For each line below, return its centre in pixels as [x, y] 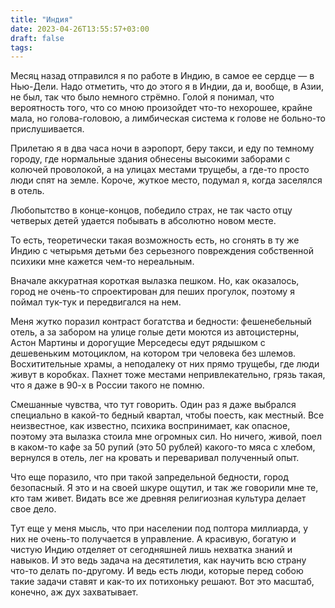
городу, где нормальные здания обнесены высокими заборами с [150, 159]
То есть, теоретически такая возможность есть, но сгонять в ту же [155, 240]
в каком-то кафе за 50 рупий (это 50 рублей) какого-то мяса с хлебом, [163, 447]
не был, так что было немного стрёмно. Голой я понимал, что [142, 97]
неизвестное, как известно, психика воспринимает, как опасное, [150, 426]
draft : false [37, 38]
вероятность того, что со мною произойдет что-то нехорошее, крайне [161, 108]
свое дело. [33, 509]
